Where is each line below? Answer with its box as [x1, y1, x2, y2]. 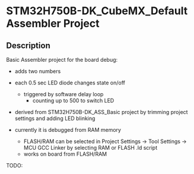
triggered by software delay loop [23, 91, 104, 97]
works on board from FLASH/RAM [23, 150, 107, 157]
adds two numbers [14, 68, 61, 75]
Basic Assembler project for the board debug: [6, 56, 118, 63]
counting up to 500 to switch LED [32, 97, 115, 104]
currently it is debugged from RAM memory [14, 126, 122, 133]
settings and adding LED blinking [14, 115, 96, 122]
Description [6, 40, 50, 50]
